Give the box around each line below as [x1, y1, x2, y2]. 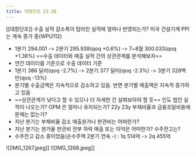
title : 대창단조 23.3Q [6, 8, 57, 15]
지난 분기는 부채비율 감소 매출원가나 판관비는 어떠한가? [14, 118, 139, 125]
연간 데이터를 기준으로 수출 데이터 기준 [14, 60, 102, 67]
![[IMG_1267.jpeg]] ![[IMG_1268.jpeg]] [6, 144, 95, 151]
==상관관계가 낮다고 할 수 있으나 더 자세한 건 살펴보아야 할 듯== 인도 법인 [14, 96, 183, 103]
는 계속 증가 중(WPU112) [6, 33, 63, 40]
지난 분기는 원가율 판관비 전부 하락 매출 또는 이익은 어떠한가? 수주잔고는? [14, 125, 181, 132]
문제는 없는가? [14, 110, 48, 117]
